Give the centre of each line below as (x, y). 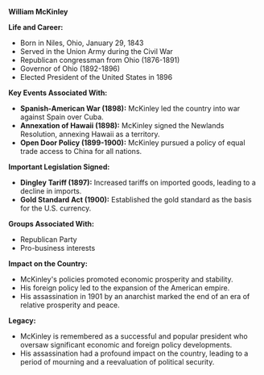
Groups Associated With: (52, 224)
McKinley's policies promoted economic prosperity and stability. (126, 279)
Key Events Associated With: (58, 93)
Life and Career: (36, 27)
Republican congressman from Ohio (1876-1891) (100, 60)
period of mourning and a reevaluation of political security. (117, 362)
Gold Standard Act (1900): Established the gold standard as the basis (136, 200)
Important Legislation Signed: (59, 167)
